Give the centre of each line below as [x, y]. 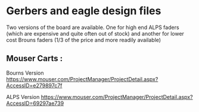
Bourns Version [25, 73]
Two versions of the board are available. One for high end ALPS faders [93, 27]
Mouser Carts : [35, 58]
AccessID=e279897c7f [34, 85]
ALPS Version [23, 97]
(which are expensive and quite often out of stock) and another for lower [95, 33]
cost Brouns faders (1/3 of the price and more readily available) [84, 40]
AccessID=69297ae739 [35, 103]
